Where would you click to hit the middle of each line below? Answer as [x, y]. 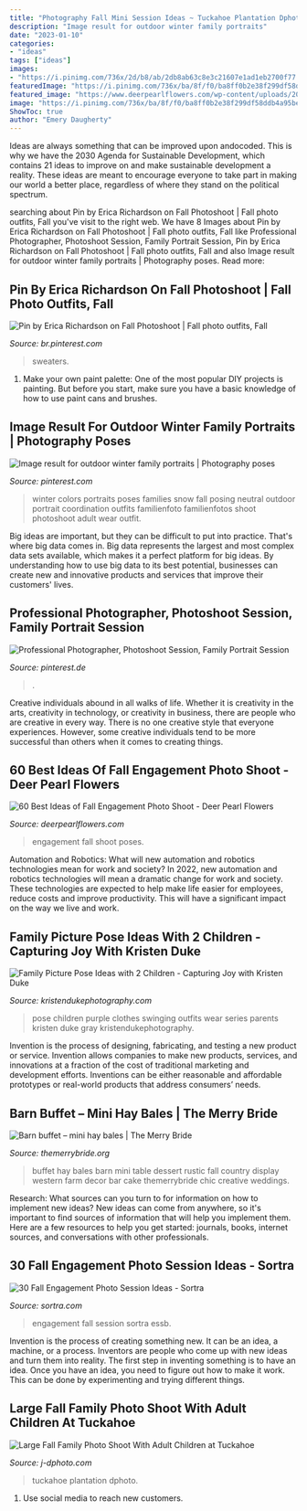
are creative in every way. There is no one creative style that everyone [142, 722]
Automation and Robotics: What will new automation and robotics [132, 859]
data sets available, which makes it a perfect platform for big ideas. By [142, 555]
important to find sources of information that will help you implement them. [150, 1218]
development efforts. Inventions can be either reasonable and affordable [146, 1075]
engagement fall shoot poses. [88, 842]
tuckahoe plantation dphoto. [85, 1480]
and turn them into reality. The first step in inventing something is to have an [153, 1360]
